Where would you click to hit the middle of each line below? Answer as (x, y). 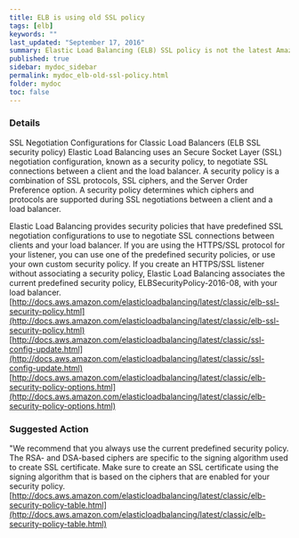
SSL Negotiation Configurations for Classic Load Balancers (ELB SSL (135, 143)
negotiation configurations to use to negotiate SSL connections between (142, 235)
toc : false (29, 92)
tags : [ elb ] (31, 26)
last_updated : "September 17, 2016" (77, 42)
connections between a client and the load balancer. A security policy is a (145, 171)
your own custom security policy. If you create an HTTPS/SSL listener (137, 264)
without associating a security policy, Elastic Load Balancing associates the (147, 273)
